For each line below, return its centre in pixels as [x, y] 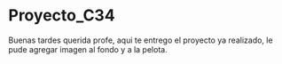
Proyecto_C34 [62, 16]
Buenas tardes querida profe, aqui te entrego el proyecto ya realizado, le [141, 40]
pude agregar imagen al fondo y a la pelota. [88, 49]
